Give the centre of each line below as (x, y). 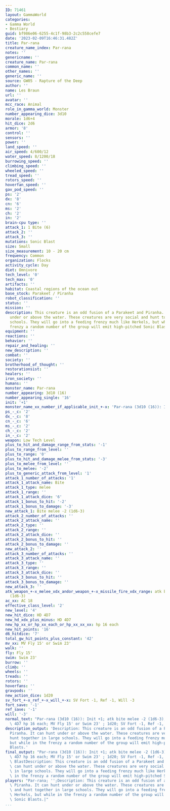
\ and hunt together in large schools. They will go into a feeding (83, 790)
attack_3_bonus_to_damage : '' (37, 582)
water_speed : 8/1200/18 (30, 157)
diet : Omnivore (21, 270)
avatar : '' (17, 100)
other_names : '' (22, 72)
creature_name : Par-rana (31, 62)
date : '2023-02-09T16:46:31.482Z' (42, 39)
